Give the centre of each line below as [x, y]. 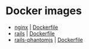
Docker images [44, 11]
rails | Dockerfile [34, 33]
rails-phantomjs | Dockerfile [48, 40]
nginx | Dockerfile [36, 27]
